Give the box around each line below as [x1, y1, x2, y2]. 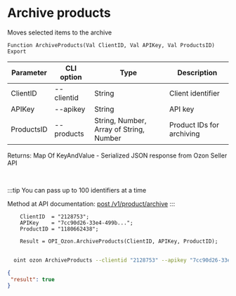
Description [177, 67, 218, 77]
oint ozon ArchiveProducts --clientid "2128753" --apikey [13, 257, 188, 264]
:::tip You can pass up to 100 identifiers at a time [7, 186, 147, 194]
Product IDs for [169, 120, 220, 129]
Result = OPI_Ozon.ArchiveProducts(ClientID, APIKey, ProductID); [20, 238, 218, 245]
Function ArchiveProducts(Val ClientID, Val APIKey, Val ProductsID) [7, 41, 216, 49]
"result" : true [10, 276, 55, 283]
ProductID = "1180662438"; [20, 225, 99, 233]
